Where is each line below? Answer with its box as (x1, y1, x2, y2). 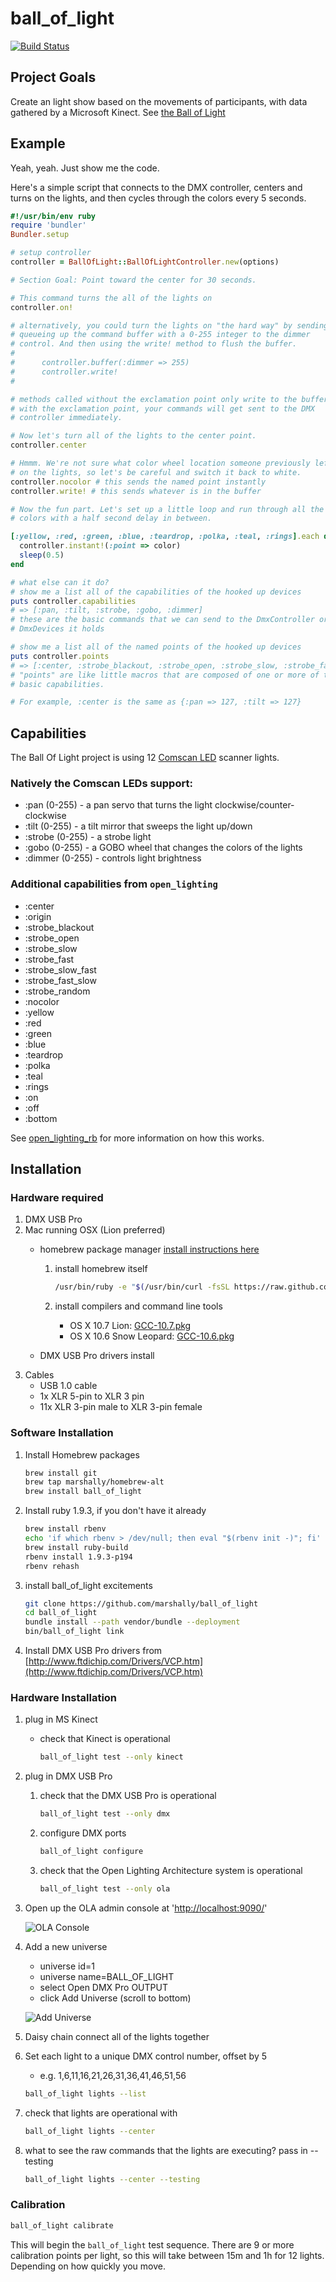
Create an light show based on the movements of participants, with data (10, 95, 308, 107)
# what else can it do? (10, 577, 110, 587)
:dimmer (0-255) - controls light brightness (24, 852, 202, 864)
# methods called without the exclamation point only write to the (10, 394, 298, 404)
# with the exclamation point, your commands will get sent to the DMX (10, 403, 315, 414)
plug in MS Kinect (24, 1713, 98, 1726)
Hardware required (10, 1191, 104, 1205)
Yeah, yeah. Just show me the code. (10, 162, 160, 174)
